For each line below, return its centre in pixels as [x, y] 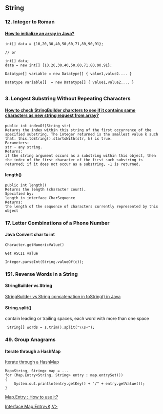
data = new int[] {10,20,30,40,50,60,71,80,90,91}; [59, 65]
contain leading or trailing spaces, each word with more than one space [77, 319]
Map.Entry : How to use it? [32, 397]
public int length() [26, 185]
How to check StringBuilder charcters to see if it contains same [70, 110]
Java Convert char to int [30, 235]
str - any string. [24, 147]
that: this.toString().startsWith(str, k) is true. [59, 138]
